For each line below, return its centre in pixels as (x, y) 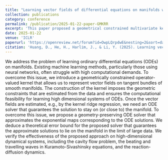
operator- (145, 77)
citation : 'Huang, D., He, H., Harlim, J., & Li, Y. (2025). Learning (80, 47)
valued (12, 83)
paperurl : (15, 43)
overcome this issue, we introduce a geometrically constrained (70, 77)
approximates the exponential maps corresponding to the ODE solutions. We (84, 120)
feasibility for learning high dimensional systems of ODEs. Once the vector (82, 99)
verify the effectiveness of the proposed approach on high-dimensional (79, 136)
